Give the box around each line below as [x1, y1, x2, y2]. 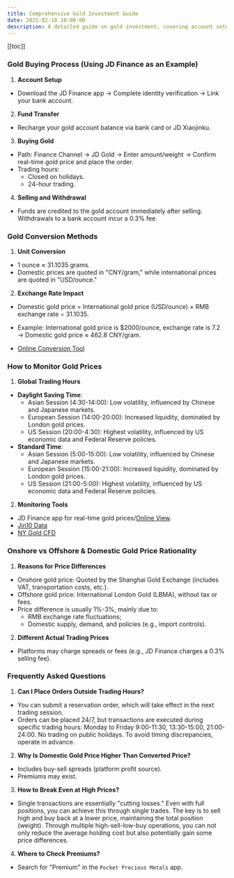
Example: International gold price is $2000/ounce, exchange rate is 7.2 [17, 323, 221, 331]
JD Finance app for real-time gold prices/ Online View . [17, 514, 172, 522]
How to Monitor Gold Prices [7, 361, 102, 371]
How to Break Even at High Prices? [17, 785, 120, 794]
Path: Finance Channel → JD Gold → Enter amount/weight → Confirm [17, 150, 217, 159]
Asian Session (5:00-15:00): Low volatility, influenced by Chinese [27, 450, 214, 458]
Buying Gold [17, 136, 54, 145]
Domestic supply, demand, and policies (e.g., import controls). [27, 620, 207, 628]
